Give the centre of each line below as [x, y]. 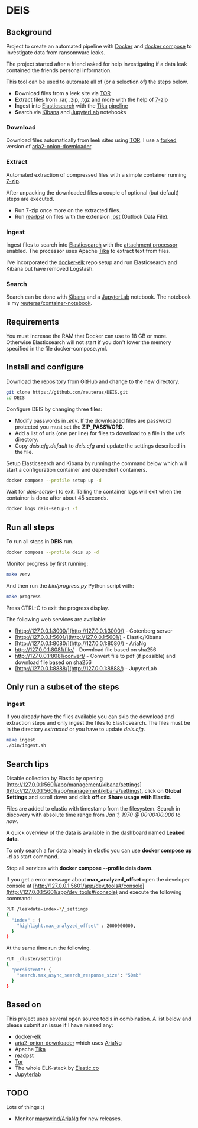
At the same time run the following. [49, 948]
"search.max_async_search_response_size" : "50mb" [79, 975]
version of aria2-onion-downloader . [49, 147]
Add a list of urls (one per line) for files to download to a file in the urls [100, 433]
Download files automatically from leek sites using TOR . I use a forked [91, 140]
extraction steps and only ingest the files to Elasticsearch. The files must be [98, 723]
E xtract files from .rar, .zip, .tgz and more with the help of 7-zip [91, 99]
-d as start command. [33, 857]
